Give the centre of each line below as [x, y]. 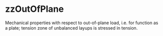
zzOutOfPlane [34, 9]
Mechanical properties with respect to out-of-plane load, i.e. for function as [82, 23]
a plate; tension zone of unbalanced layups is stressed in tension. [71, 28]
